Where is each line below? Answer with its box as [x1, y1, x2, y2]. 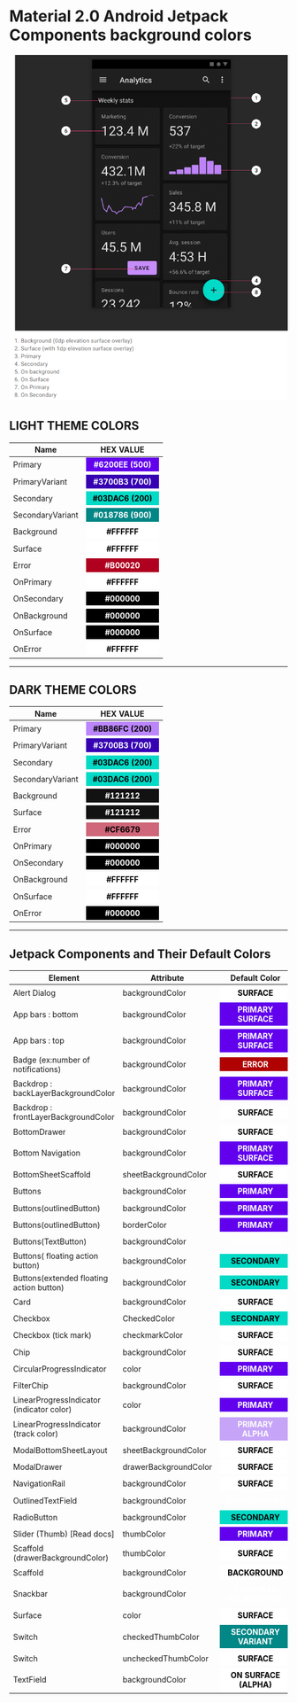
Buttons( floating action [12, 1251, 99, 1262]
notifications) [12, 1063, 62, 1074]
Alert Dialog [12, 988, 56, 999]
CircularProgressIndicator [12, 1363, 107, 1374]
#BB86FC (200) [92, 724, 152, 735]
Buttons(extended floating [12, 1272, 109, 1283]
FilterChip [12, 1380, 49, 1391]
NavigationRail [12, 1478, 66, 1489]
